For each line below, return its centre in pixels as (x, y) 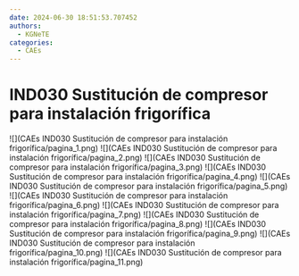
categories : (31, 42)
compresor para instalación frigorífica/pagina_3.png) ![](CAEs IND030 (137, 167)
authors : (25, 26)
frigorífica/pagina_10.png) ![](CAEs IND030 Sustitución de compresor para (146, 253)
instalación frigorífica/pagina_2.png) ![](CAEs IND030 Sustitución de (135, 158)
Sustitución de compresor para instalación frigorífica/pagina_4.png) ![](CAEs (150, 177)
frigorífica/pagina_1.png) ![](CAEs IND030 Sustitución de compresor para (143, 148)
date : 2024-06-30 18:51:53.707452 (74, 17)
